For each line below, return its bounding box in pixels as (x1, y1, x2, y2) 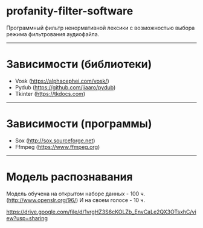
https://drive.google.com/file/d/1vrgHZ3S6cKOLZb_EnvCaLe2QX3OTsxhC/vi (6, 208, 196, 215)
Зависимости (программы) (6, 117, 152, 131)
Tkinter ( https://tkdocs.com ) (14, 90, 86, 97)
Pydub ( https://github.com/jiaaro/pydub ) (14, 83, 116, 91)
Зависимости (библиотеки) (6, 57, 152, 71)
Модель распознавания (6, 170, 133, 183)
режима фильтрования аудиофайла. (6, 30, 100, 37)
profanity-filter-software (6, 4, 134, 18)
